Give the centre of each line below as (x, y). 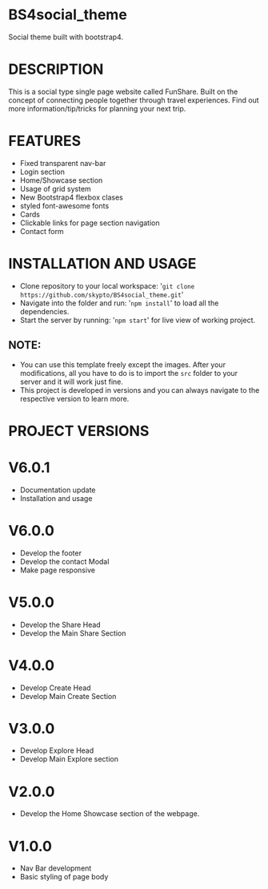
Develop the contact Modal (64, 561)
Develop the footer (51, 553)
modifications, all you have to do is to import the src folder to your (129, 373)
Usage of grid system (56, 188)
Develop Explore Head (57, 750)
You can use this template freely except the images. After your (123, 364)
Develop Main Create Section (68, 696)
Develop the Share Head (60, 624)
